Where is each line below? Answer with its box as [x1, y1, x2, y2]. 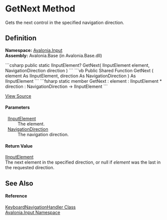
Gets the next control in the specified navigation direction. [5, 19, 125, 25]
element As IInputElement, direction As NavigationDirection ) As [5, 73, 136, 79]
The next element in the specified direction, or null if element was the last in [5, 159, 161, 165]
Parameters [5, 104, 30, 110]
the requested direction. [5, 165, 55, 171]
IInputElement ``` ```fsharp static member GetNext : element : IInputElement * [5, 78, 162, 84]
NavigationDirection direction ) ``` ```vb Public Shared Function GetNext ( [5, 67, 154, 73]
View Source [5, 93, 31, 99]
